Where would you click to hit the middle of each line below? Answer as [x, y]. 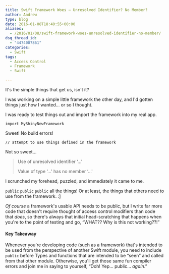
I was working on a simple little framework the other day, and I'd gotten [79, 99]
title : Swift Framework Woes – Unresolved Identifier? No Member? [76, 10]
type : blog [17, 19]
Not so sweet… [21, 152]
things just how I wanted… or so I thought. [49, 105]
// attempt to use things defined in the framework [61, 142]
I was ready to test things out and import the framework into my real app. [81, 115]
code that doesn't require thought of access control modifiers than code [80, 211]
